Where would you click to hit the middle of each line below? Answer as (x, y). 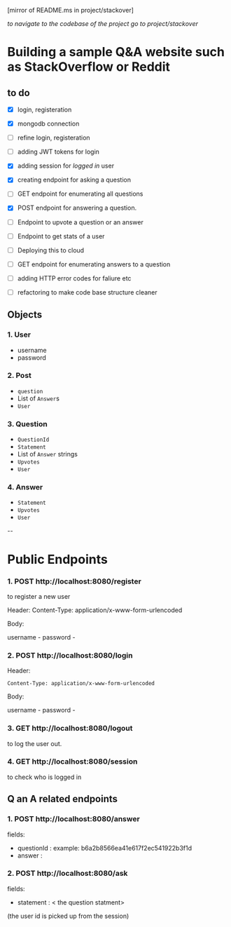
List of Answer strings (48, 454)
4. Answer (25, 487)
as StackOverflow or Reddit (89, 67)
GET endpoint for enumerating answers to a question (94, 264)
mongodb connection (48, 124)
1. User (19, 334)
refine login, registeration (54, 138)
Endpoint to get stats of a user (61, 236)
